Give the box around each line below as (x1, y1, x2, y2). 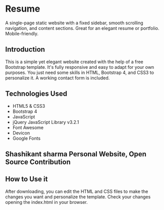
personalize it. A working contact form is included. (5, 74, 110, 81)
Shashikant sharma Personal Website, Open (5, 150, 147, 158)
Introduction (5, 45, 45, 54)
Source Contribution (5, 157, 71, 166)
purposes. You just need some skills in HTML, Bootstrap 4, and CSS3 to (5, 69, 154, 75)
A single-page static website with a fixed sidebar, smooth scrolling (5, 20, 144, 26)
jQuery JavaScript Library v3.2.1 (12, 119, 79, 125)
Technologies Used (5, 90, 67, 98)
